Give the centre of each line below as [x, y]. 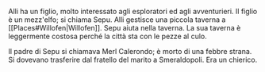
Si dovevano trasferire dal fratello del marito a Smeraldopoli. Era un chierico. [133, 59]
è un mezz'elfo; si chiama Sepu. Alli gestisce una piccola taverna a [117, 20]
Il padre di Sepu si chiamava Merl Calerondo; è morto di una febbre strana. [130, 51]
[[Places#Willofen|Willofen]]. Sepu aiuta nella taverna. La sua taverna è [125, 28]
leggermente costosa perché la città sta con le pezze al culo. [108, 36]
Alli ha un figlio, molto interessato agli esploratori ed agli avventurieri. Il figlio [133, 11]
